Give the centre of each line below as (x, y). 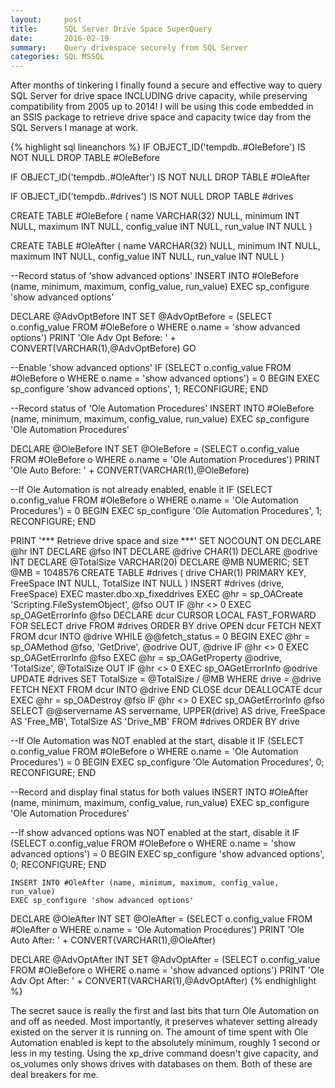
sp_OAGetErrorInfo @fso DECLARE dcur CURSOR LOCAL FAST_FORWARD (163, 615)
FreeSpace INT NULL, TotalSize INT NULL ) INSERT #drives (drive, (147, 583)
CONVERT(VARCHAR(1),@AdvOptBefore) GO (103, 348)
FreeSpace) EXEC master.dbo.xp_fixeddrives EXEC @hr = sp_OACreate (157, 594)
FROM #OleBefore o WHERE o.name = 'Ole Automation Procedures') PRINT (166, 460)
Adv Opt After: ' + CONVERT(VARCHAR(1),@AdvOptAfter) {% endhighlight (163, 981)
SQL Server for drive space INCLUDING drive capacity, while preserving (159, 96)
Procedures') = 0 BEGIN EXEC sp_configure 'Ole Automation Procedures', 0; (167, 762)
